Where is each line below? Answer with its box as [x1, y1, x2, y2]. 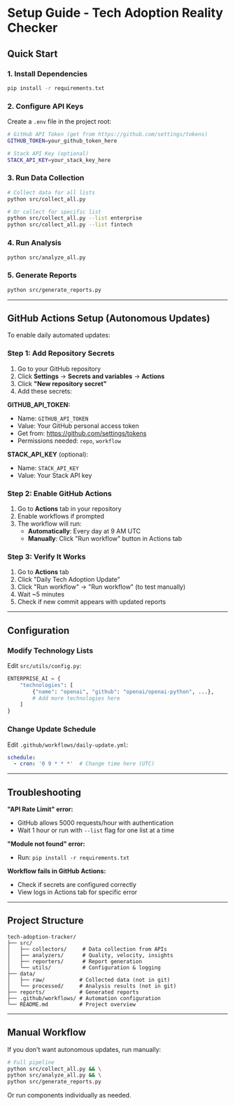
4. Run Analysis [7, 238, 62, 248]
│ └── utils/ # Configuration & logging [7, 964, 161, 971]
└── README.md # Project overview [7, 1001, 136, 1008]
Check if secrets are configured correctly [17, 881, 136, 889]
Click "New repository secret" [17, 379, 107, 387]
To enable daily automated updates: [7, 331, 111, 340]
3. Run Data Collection [7, 173, 85, 183]
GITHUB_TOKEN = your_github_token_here [7, 137, 117, 145]
